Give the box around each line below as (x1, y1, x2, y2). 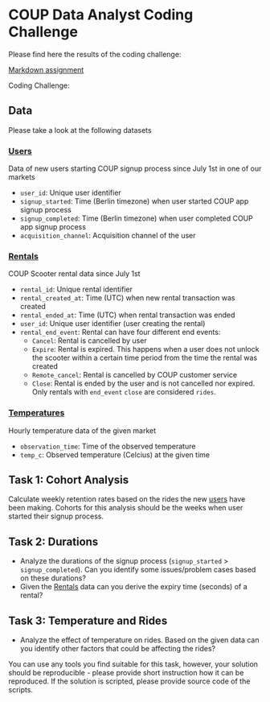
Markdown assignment (8, 64, 84, 74)
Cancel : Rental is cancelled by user (31, 336, 147, 345)
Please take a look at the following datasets (8, 125, 152, 134)
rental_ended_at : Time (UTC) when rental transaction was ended (19, 310, 235, 320)
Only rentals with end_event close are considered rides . (31, 387, 217, 397)
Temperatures (8, 407, 65, 419)
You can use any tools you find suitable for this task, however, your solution (8, 659, 259, 669)
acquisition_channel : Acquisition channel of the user (19, 231, 196, 241)
